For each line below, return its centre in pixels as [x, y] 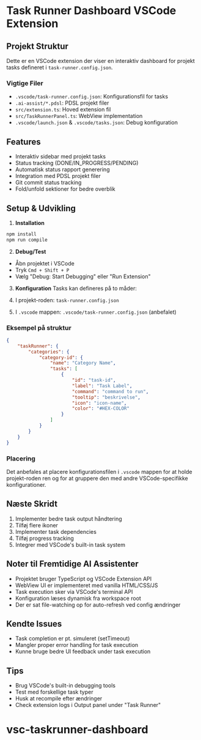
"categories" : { [49, 352]
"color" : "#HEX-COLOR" [101, 409]
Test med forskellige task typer [54, 692]
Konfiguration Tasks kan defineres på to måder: [76, 288]
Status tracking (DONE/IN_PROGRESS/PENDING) [77, 163]
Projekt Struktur [38, 46]
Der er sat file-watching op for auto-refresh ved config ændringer [98, 605]
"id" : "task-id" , [94, 380]
